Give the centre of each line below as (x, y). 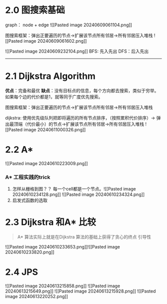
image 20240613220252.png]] (37, 296)
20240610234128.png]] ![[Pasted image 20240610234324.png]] (79, 194)
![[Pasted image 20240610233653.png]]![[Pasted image (63, 247)
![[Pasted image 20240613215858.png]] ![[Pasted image (63, 286)
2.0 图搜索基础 (35, 10)
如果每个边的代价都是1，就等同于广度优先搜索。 (54, 97)
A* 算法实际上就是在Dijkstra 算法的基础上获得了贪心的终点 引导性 (84, 237)
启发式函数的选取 (30, 200)
